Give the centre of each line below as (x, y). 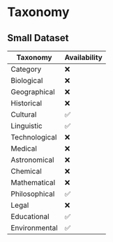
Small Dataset (38, 38)
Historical (27, 103)
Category (26, 69)
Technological (34, 137)
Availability (83, 58)
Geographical (33, 92)
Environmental (34, 228)
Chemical (26, 171)
